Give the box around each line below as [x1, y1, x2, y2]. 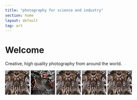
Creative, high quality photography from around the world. [5, 61, 122, 67]
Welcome [5, 45, 44, 56]
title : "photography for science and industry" [5, 8, 104, 13]
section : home [5, 13, 34, 18]
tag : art [5, 23, 23, 28]
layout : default [5, 18, 38, 23]
